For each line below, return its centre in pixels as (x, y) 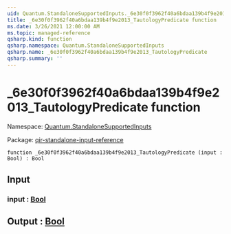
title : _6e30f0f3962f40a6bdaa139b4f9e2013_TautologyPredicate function (112, 20)
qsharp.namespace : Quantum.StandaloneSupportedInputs (86, 46)
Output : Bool (36, 222)
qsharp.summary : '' (35, 59)
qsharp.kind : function (40, 39)
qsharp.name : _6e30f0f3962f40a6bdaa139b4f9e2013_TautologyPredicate (107, 52)
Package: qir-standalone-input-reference (65, 139)
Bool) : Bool (26, 158)
